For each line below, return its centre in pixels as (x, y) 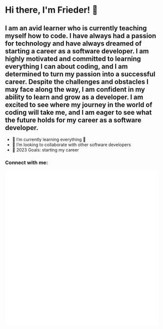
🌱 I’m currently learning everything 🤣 (49, 139)
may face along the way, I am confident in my (75, 89)
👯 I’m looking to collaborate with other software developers (71, 145)
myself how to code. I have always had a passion (81, 36)
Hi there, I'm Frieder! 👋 (51, 10)
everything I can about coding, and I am (66, 66)
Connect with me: (27, 162)
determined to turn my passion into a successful (80, 74)
